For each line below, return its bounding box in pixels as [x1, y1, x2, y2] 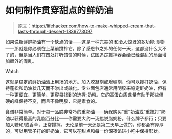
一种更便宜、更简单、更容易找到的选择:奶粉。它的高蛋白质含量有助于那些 [5, 91, 160, 98]
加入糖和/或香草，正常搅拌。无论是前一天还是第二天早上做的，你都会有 [5, 121, 155, 128]
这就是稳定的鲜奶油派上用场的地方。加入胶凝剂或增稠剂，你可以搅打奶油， [5, 79, 162, 85]
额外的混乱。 [9, 58, 37, 64]
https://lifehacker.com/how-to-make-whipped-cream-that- [31, 22, 156, 29]
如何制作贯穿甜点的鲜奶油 [5, 5, 114, 16]
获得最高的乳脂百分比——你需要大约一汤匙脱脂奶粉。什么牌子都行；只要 [14, 115, 167, 121]
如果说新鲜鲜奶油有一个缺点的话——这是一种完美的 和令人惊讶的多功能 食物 [5, 39, 165, 45]
